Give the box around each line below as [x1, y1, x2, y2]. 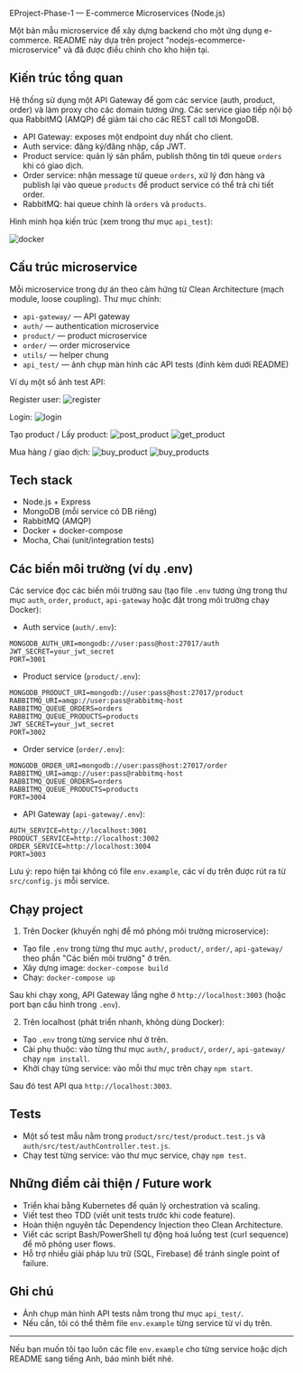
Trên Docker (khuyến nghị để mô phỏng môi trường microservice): [22, 926, 269, 936]
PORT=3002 [9, 728, 47, 738]
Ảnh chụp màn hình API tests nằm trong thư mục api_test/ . [22, 1308, 244, 1319]
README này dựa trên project [53, 35, 164, 45]
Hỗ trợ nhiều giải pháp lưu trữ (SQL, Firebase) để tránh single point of [22, 1247, 280, 1259]
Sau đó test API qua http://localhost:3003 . [9, 1080, 172, 1092]
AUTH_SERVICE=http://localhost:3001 [9, 826, 147, 835]
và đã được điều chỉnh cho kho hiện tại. [62, 44, 210, 55]
